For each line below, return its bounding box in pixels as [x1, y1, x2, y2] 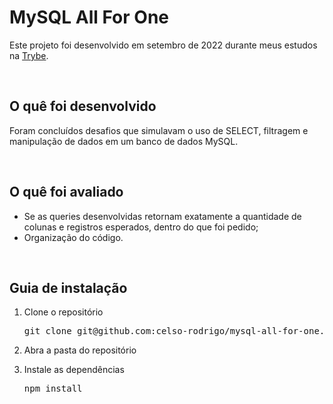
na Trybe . [9, 49, 49, 61]
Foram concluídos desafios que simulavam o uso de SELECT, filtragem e [9, 124, 309, 136]
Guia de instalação [9, 279, 128, 296]
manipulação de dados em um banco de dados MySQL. [9, 135, 239, 147]
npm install [23, 383, 83, 395]
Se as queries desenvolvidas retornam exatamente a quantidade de [23, 210, 302, 222]
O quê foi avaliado [9, 184, 124, 201]
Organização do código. [23, 231, 124, 243]
